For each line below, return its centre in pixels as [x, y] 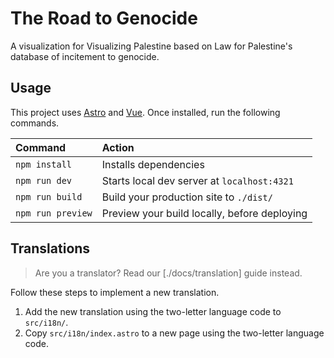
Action [118, 147]
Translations [50, 248]
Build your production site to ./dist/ [187, 197]
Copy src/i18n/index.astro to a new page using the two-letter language [174, 333]
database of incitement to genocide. [85, 56]
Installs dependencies [153, 164]
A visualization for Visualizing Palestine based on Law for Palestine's [151, 46]
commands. [35, 123]
